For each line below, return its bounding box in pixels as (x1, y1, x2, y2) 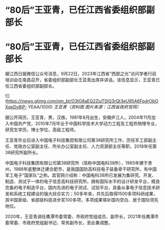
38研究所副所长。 (5, 150, 41, 156)
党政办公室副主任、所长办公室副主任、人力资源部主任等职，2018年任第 (13, 143, 157, 149)
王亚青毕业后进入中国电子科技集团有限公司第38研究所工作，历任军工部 (5, 137, 148, 143)
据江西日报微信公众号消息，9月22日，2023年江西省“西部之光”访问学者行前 (5, 71, 157, 77)
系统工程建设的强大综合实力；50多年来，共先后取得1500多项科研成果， (13, 191, 158, 197)
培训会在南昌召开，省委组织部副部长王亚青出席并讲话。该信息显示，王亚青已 (5, 77, 160, 83)
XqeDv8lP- (5, 104, 27, 110)
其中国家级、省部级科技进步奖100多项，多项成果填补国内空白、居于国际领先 (5, 197, 159, 203)
